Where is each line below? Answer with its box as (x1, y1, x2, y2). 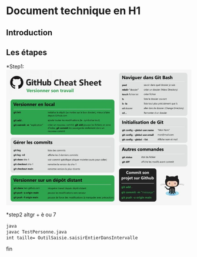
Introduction (6, 28, 53, 38)
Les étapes (6, 47, 48, 57)
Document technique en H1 (6, 4, 141, 18)
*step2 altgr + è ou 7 (6, 211, 56, 218)
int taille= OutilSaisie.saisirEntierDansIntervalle (6, 235, 138, 241)
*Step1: (6, 63, 25, 70)
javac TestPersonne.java (6, 229, 67, 235)
